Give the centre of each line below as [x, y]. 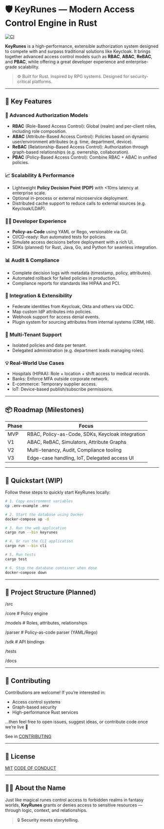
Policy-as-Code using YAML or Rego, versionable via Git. [70, 232]
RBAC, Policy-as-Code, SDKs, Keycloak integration [86, 434]
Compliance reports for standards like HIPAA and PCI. [66, 283]
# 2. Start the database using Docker [44, 515]
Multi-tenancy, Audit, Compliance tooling [74, 450]
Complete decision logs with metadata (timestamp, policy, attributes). [82, 273]
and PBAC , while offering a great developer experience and [65, 62]
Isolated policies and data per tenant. [49, 345]
